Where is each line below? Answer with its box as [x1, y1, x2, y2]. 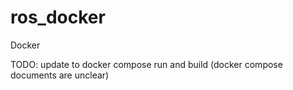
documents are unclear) [10, 69, 110, 81]
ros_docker [10, 6, 106, 29]
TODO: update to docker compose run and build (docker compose [10, 58, 283, 70]
